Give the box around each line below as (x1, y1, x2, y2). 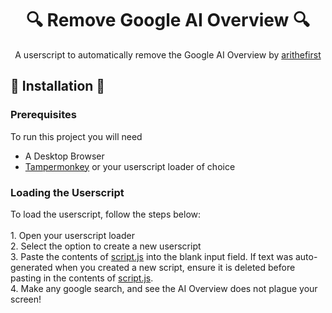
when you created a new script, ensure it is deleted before (54, 261, 296, 273)
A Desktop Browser (24, 150, 105, 162)
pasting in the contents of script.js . (10, 272, 154, 284)
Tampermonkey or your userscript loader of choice (24, 160, 236, 172)
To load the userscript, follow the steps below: (10, 208, 202, 220)
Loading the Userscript (10, 185, 125, 199)
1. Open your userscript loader (10, 229, 135, 241)
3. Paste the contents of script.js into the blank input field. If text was (10, 250, 294, 262)
